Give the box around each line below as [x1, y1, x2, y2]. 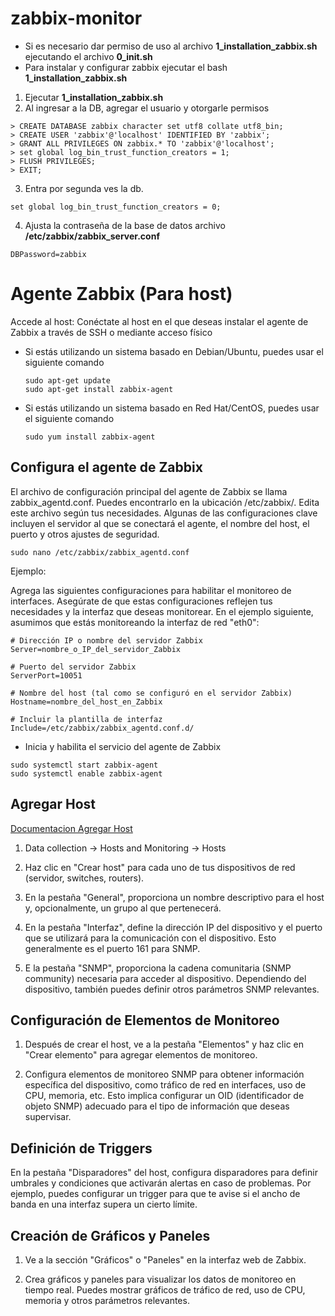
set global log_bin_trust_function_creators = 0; [10, 202, 222, 212]
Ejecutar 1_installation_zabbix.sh [24, 91, 164, 103]
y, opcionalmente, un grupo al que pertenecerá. [24, 902, 222, 914]
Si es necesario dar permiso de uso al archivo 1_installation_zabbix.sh [24, 40, 318, 52]
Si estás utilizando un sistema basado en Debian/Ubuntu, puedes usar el [24, 345, 324, 357]
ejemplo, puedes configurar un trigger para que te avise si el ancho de [10, 1188, 301, 1200]
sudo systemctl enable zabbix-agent [10, 768, 163, 779]
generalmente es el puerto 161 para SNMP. [24, 942, 201, 954]
